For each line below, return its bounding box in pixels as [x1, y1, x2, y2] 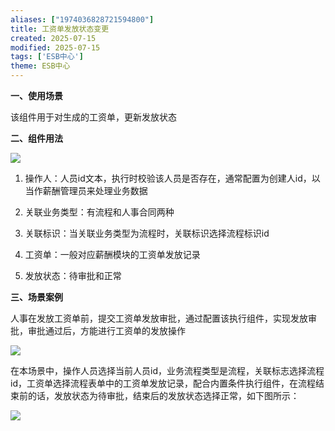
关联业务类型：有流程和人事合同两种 [24, 206, 175, 218]
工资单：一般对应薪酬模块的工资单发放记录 [24, 249, 201, 260]
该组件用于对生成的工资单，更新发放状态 [10, 111, 177, 123]
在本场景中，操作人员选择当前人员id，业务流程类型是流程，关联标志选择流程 [10, 365, 325, 376]
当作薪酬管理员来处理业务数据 [24, 185, 148, 196]
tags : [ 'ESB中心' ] [10, 52, 84, 62]
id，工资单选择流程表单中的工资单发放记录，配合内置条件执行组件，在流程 [10, 377, 316, 389]
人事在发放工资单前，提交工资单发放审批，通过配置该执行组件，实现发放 [10, 312, 308, 324]
